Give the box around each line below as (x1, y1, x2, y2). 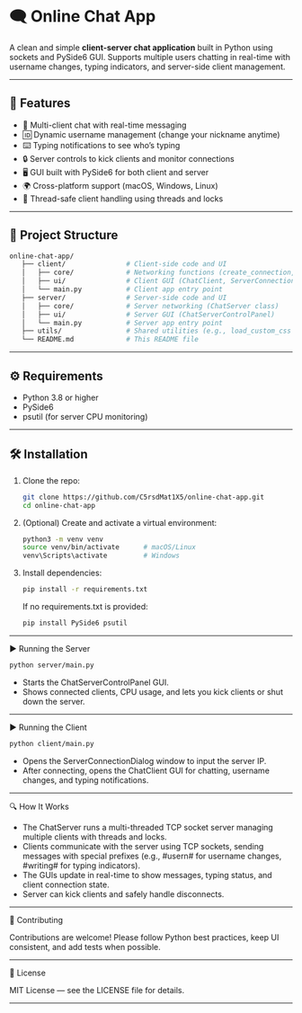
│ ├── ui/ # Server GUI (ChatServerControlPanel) (21, 310, 276, 319)
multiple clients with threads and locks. (22, 831, 168, 842)
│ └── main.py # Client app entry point (21, 285, 223, 294)
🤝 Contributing (9, 914, 64, 925)
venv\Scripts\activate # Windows (22, 551, 181, 561)
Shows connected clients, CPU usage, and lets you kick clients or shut (22, 686, 283, 697)
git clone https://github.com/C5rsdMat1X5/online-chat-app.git (22, 493, 265, 502)
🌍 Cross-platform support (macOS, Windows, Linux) (22, 180, 218, 191)
